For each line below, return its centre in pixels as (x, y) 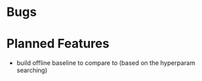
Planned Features (58, 44)
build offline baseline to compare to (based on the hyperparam (105, 63)
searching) (32, 71)
